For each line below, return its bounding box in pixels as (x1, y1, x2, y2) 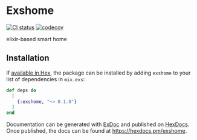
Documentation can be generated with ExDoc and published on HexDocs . (6, 121, 190, 128)
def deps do (6, 87, 36, 93)
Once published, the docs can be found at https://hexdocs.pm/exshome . (6, 127, 187, 135)
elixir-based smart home (6, 35, 68, 42)
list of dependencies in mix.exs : (6, 75, 85, 82)
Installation (6, 53, 50, 64)
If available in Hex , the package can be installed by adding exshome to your (6, 69, 191, 76)
